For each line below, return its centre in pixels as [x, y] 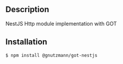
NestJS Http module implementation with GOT [61, 23]
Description [27, 10]
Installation [26, 42]
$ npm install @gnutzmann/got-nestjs [52, 55]
